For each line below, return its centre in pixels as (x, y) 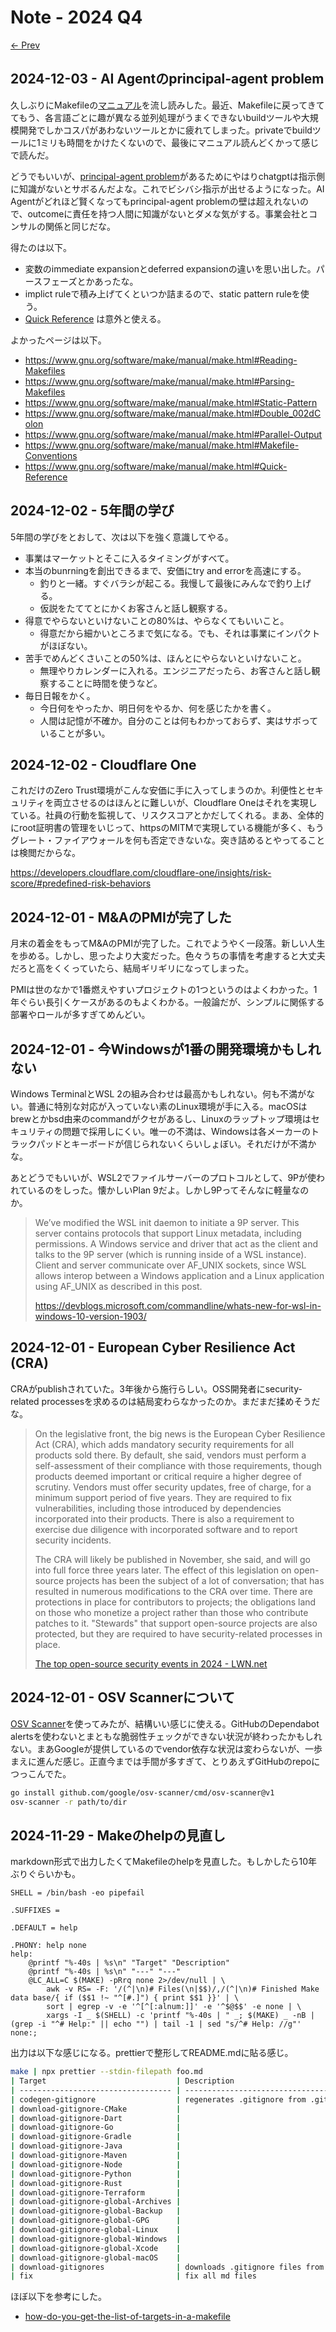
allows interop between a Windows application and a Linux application (179, 1275)
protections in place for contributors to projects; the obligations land (175, 1602)
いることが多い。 (75, 733)
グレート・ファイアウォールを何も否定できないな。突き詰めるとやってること (168, 840)
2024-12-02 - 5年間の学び (92, 511)
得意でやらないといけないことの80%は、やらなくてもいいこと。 (157, 620)
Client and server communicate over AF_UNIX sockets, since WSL (170, 1265)
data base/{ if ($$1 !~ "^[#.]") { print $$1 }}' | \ (125, 1998)
